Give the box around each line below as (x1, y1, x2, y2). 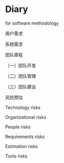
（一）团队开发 (5, 62, 36, 68)
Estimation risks (5, 143, 38, 149)
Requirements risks (5, 133, 45, 139)
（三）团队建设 (5, 84, 36, 90)
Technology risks (5, 104, 41, 110)
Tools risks (5, 153, 27, 159)
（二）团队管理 (5, 73, 36, 79)
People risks (5, 124, 31, 130)
